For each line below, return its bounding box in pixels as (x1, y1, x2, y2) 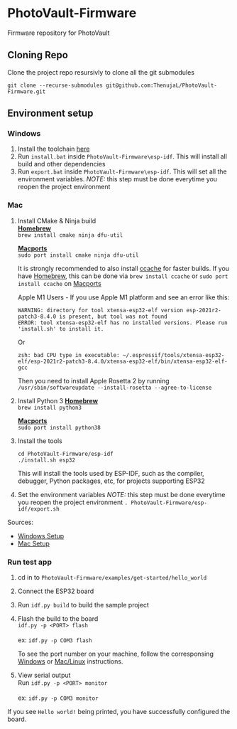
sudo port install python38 (17, 424, 101, 431)
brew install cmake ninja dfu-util (17, 231, 123, 239)
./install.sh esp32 (17, 457, 76, 464)
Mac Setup (17, 539, 50, 548)
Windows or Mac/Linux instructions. (17, 657, 123, 666)
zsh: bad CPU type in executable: (17, 351, 120, 358)
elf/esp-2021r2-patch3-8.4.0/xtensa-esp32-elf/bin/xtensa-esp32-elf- (17, 358, 228, 365)
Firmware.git (7, 87, 46, 95)
